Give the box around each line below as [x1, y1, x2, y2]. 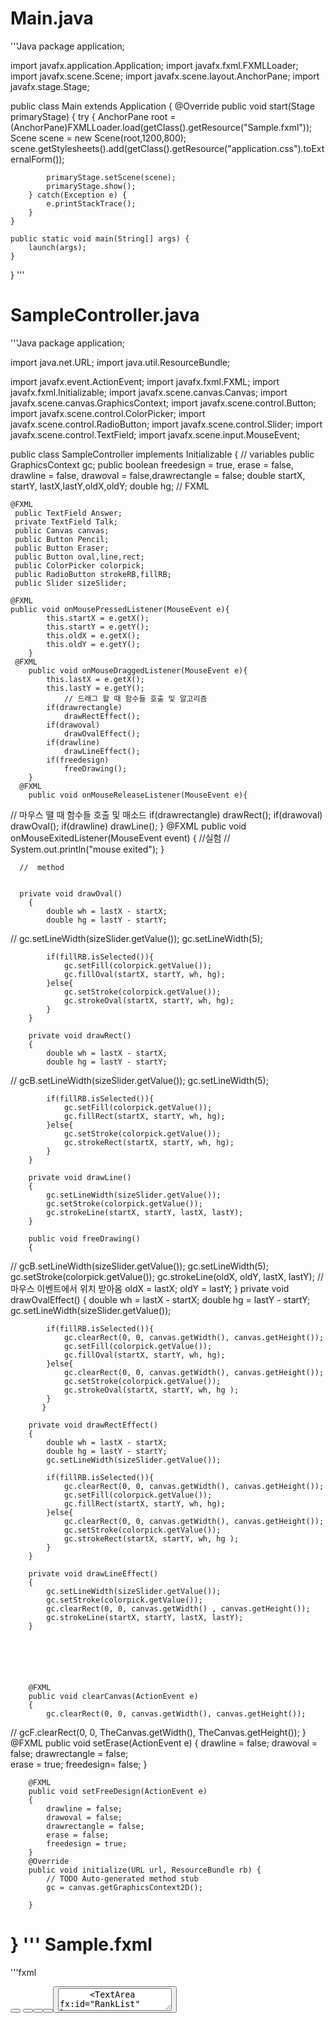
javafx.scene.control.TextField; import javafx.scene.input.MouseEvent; [10, 428, 300, 441]
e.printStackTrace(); [46, 198, 137, 209]
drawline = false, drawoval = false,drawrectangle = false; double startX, [10, 469, 306, 481]
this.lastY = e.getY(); [46, 683, 145, 693]
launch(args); [28, 242, 87, 252]
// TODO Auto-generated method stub [46, 1873, 199, 1884]
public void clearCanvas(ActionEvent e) [28, 1691, 199, 1701]
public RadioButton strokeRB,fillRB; [14, 569, 172, 579]
